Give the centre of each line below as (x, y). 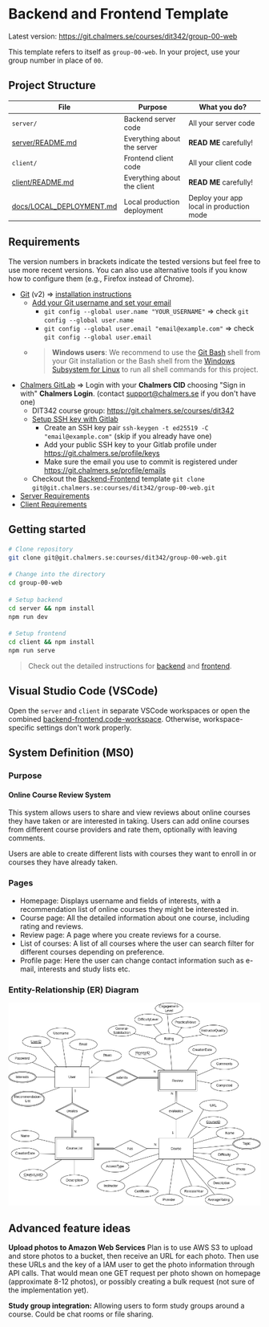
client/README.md (43, 182)
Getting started (47, 529)
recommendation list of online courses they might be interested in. (129, 909)
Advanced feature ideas (70, 1228)
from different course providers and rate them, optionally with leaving (123, 830)
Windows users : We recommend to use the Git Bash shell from (156, 352)
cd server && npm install (51, 608)
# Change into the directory (57, 575)
